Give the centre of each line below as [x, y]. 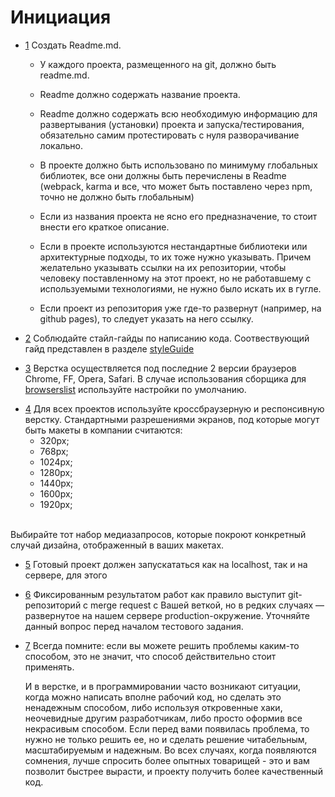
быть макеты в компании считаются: [103, 430]
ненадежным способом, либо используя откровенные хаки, [153, 707]
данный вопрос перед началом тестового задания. [134, 626]
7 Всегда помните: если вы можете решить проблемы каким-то [162, 645]
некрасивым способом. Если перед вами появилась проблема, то [167, 728]
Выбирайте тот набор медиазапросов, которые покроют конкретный [158, 534]
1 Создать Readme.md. [73, 45]
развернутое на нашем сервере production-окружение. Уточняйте [167, 615]
